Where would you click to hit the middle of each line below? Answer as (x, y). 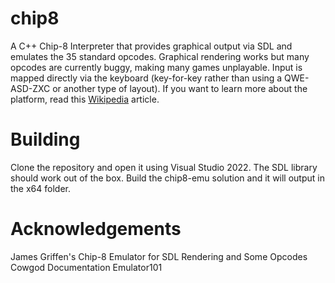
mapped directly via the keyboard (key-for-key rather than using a (146, 78)
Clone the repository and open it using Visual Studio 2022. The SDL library (164, 167)
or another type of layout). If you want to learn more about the (180, 88)
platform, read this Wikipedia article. (85, 99)
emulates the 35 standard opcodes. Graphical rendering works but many (160, 56)
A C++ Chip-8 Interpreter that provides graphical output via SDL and (151, 46)
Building (45, 139)
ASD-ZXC (30, 88)
